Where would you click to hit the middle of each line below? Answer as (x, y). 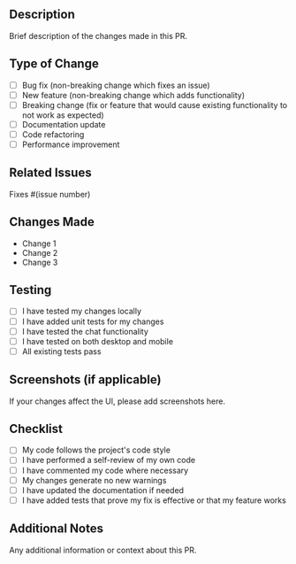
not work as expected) (63, 115)
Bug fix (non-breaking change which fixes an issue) (116, 85)
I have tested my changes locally (82, 311)
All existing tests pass (61, 351)
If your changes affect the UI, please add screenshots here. (117, 401)
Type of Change (54, 64)
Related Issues (50, 173)
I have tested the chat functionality (85, 331)
